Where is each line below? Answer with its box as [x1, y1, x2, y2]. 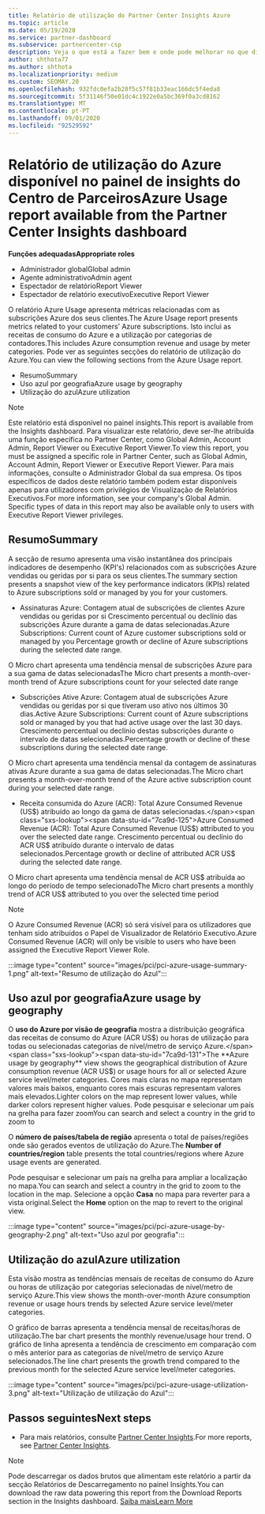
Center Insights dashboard [8, 223, 188, 241]
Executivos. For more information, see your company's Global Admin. [8, 493, 231, 502]
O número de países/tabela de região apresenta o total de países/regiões [8, 1133, 249, 1142]
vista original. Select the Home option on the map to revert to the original [8, 1198, 243, 1208]
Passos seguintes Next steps [8, 1411, 151, 1425]
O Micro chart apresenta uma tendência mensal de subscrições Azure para [8, 660, 252, 670]
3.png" [8, 1388, 31, 1398]
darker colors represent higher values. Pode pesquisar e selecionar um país [8, 1100, 255, 1110]
